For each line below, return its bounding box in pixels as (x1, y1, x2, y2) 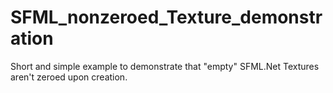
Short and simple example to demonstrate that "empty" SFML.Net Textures (10, 60, 320, 72)
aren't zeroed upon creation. (10, 71, 128, 83)
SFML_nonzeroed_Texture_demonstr (10, 6, 323, 29)
